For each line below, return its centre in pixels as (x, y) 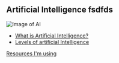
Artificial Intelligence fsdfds (59, 10)
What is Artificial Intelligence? (52, 36)
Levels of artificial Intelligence (52, 42)
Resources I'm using (32, 53)
